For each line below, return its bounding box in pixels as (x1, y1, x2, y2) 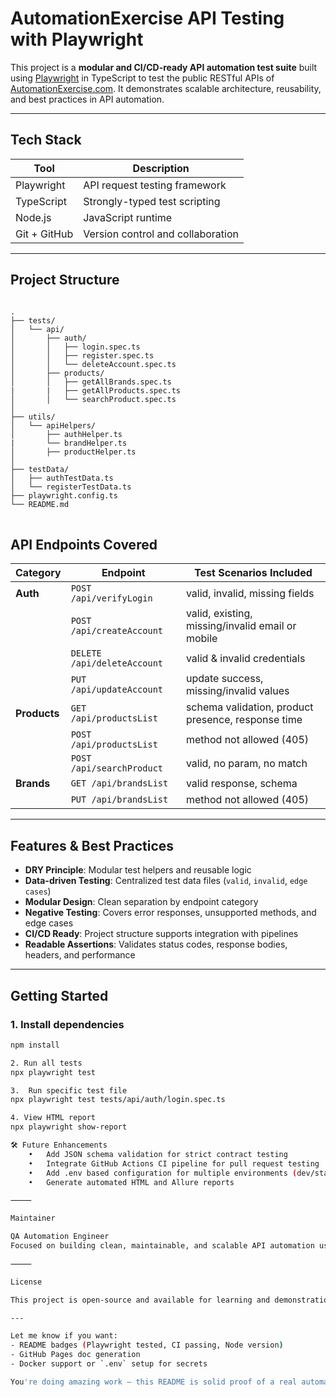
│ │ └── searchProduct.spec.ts (10, 394, 177, 404)
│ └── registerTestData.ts (10, 482, 132, 492)
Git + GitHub (15, 227, 74, 241)
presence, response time (185, 713, 303, 727)
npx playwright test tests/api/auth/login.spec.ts (10, 1095, 226, 1105)
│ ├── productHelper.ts (10, 447, 137, 457)
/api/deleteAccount (70, 658, 164, 669)
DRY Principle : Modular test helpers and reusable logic (24, 864, 252, 876)
